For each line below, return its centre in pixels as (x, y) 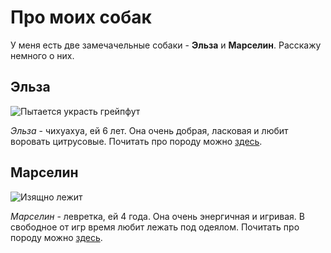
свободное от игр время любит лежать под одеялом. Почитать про (155, 227)
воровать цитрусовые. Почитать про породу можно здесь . (136, 141)
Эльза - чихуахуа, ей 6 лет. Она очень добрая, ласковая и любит (149, 130)
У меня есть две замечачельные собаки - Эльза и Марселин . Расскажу (166, 45)
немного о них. (42, 55)
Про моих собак (81, 17)
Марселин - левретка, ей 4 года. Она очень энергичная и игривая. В (157, 216)
